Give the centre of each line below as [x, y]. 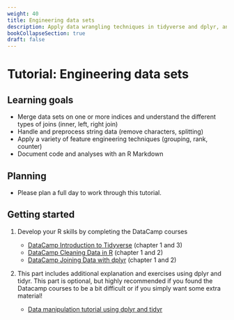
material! [30, 296]
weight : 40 [23, 14]
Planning [27, 176]
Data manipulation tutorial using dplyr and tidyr [95, 309]
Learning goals [40, 100]
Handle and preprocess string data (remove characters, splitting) [110, 132]
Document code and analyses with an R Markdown [90, 154]
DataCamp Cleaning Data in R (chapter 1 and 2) [95, 252]
